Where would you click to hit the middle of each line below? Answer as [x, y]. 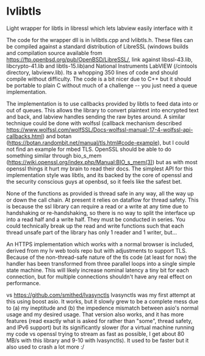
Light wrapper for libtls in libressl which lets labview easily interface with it [100, 28]
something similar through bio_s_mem [54, 155]
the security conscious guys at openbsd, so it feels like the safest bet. [94, 181]
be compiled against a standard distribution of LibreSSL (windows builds [98, 46]
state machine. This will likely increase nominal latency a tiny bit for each [98, 270]
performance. [23, 283]
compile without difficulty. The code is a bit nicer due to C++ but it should [99, 79]
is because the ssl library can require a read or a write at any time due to [97, 206]
